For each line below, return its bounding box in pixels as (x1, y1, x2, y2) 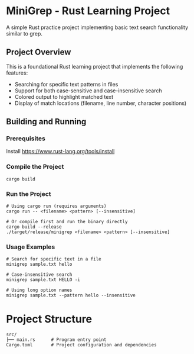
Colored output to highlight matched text (14, 93, 114, 100)
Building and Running (6, 117, 87, 127)
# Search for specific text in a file (6, 256, 101, 262)
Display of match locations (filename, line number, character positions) (14, 99, 187, 107)
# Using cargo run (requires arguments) (6, 203, 107, 210)
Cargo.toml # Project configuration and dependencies (6, 342, 157, 348)
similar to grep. (6, 30, 43, 37)
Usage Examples (6, 243, 55, 251)
